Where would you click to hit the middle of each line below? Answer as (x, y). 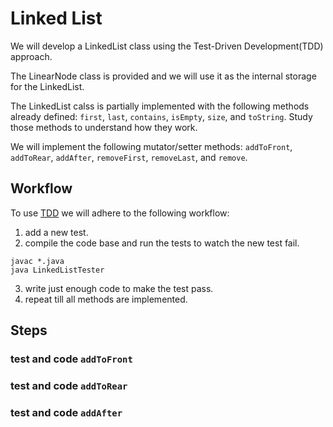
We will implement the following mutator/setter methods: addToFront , (151, 146)
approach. (31, 56)
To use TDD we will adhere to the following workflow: (120, 213)
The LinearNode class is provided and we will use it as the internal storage (163, 76)
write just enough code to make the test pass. (119, 288)
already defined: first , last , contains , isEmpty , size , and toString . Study (161, 116)
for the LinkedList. (47, 86)
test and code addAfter (66, 412)
